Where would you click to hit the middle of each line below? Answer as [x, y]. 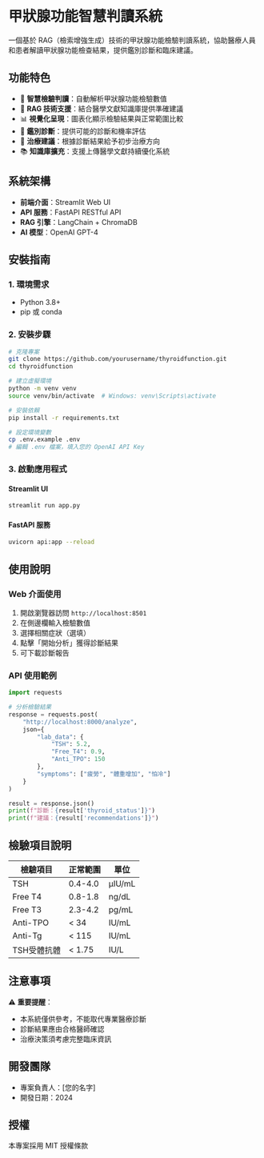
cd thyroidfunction [41, 367]
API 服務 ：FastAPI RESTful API [70, 212]
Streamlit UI [28, 488]
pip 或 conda [41, 312]
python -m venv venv [43, 389]
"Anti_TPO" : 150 [78, 759]
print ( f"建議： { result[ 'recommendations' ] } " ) [84, 818]
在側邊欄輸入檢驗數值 [55, 623]
